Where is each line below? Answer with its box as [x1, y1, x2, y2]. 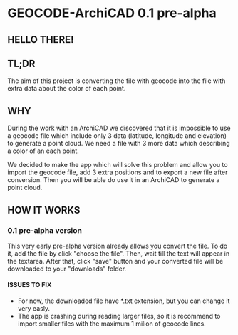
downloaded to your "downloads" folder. [7, 264, 127, 273]
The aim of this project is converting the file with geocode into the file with [7, 76, 226, 85]
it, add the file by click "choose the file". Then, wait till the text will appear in [7, 249, 230, 258]
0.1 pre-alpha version [7, 225, 82, 235]
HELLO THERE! [7, 34, 74, 46]
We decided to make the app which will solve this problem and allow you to [7, 161, 228, 169]
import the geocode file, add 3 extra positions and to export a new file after [7, 168, 228, 176]
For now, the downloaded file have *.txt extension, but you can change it [17, 296, 230, 305]
